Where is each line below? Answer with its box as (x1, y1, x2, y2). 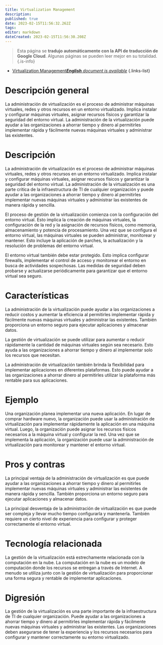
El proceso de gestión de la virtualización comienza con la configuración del (5, 211, 159, 217)
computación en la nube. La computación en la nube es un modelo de (5, 559, 145, 565)
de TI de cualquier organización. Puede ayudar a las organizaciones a (5, 614, 145, 620)
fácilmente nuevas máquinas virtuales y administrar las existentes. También (5, 317, 157, 322)
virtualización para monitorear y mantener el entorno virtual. (5, 441, 126, 448)
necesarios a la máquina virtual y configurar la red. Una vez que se (5, 431, 140, 437)
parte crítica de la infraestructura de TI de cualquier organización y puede (5, 186, 154, 192)
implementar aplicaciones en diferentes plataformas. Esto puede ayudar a (5, 367, 154, 372)
